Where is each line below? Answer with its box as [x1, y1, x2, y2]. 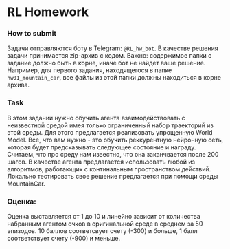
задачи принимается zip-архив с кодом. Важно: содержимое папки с [7, 52, 212, 60]
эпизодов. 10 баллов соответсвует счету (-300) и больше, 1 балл [7, 227, 198, 235]
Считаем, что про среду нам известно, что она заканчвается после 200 [7, 150, 219, 158]
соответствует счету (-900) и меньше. [7, 235, 121, 243]
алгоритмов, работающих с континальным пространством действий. [7, 164, 211, 173]
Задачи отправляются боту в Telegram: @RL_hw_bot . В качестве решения [7, 44, 218, 52]
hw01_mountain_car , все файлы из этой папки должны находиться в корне [7, 74, 222, 82]
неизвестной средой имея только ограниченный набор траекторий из [7, 121, 214, 129]
